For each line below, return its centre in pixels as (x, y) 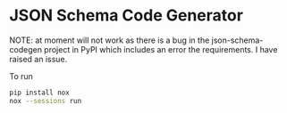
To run (21, 76)
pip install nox (39, 93)
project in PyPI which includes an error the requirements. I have (161, 49)
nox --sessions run (46, 101)
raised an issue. (38, 59)
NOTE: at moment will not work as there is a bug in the (110, 40)
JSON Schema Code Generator (127, 16)
